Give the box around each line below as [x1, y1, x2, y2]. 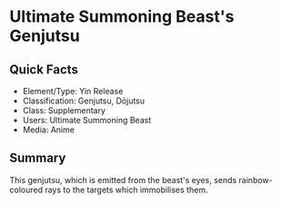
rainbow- [238, 174, 273, 185]
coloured [9, 184, 44, 195]
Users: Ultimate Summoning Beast [22, 115, 152, 125]
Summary [9, 151, 66, 166]
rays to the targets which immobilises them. [45, 184, 208, 195]
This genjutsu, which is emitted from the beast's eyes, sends [9, 174, 237, 185]
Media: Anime [22, 124, 76, 135]
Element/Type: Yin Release [22, 86, 124, 96]
